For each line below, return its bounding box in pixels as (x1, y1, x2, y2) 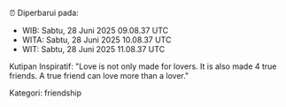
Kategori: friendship (9, 88, 82, 98)
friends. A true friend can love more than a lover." (9, 71, 189, 80)
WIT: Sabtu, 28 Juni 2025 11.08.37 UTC (21, 44, 166, 54)
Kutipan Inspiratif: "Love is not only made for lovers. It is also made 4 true (9, 61, 277, 72)
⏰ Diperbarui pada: (9, 8, 80, 18)
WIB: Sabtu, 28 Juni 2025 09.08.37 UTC (21, 26, 169, 35)
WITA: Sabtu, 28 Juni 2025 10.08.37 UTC (21, 34, 172, 45)
